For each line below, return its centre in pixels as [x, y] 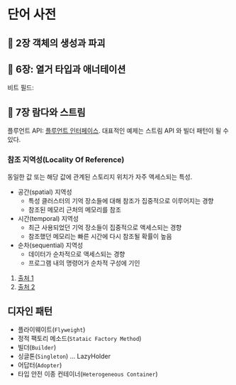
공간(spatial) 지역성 [45, 192]
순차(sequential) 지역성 [50, 245]
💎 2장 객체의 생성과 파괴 [56, 43]
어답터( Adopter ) [40, 365]
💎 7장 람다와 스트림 [47, 112]
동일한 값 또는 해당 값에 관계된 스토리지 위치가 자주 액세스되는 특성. [100, 177]
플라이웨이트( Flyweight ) [51, 330]
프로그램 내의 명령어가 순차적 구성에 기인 [84, 263]
